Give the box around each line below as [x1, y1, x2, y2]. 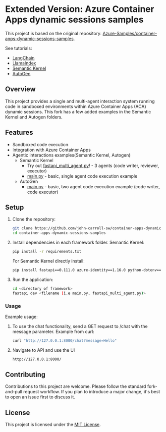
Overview [5, 85, 36, 94]
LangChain [12, 54, 35, 60]
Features [5, 128, 33, 137]
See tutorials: [5, 45, 32, 51]
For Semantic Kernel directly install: [12, 258, 85, 264]
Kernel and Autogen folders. [5, 114, 63, 120]
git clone [12, 226, 33, 231]
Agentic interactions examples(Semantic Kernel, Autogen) [12, 152, 131, 158]
